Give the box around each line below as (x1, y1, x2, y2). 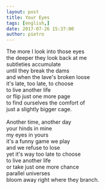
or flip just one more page (6, 93, 71, 100)
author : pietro (6, 31, 45, 37)
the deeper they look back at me (6, 54, 87, 62)
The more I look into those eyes (6, 48, 84, 55)
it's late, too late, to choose (6, 80, 74, 88)
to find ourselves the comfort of (6, 99, 86, 106)
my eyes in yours (6, 131, 49, 139)
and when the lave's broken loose (6, 74, 91, 81)
